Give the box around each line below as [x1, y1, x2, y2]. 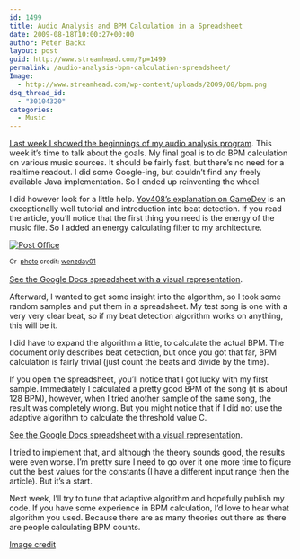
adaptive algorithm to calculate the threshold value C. [9, 413, 207, 423]
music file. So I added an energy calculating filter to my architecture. [9, 222, 262, 234]
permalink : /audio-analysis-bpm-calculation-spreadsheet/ [9, 64, 231, 73]
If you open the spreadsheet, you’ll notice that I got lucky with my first [9, 374, 269, 385]
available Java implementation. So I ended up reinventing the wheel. [9, 176, 262, 187]
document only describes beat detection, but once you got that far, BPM [9, 347, 277, 358]
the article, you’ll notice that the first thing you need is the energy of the [9, 213, 275, 224]
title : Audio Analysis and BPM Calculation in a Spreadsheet [9, 22, 243, 31]
